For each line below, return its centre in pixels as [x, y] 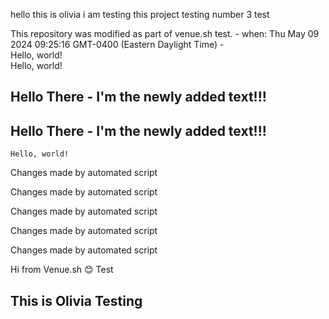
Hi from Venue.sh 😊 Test [62, 270]
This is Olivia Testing [76, 300]
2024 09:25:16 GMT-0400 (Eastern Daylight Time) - [117, 44]
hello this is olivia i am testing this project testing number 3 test [140, 14]
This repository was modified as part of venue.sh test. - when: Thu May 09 [165, 33]
